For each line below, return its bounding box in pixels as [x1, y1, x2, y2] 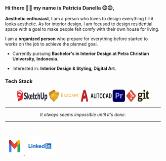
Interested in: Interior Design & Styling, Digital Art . [12, 65, 116, 71]
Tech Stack [5, 78, 33, 85]
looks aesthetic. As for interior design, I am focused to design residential [5, 21, 153, 27]
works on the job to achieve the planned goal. [5, 41, 98, 47]
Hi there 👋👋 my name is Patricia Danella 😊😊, [5, 4, 115, 11]
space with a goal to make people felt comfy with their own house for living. [5, 26, 160, 32]
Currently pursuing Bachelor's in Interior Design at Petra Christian [12, 51, 149, 56]
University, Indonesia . [12, 56, 59, 62]
